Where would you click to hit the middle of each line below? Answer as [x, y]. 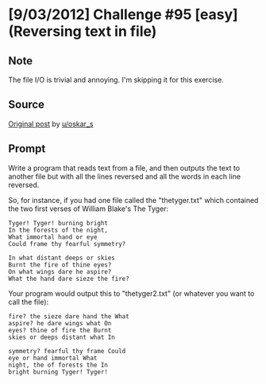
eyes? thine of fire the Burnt [60, 330]
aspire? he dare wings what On [60, 323]
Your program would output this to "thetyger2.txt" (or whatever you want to [131, 293]
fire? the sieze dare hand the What [69, 316]
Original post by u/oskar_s [51, 124]
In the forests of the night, [58, 230]
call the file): [29, 301]
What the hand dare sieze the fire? [69, 278]
